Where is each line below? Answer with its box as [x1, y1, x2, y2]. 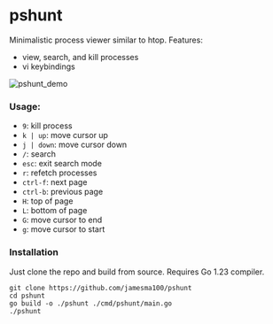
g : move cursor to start [21, 224, 105, 235]
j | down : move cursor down [21, 139, 128, 150]
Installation [9, 246, 59, 258]
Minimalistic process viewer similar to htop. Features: [9, 35, 204, 45]
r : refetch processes [21, 167, 97, 178]
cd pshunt [9, 291, 46, 300]
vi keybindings [21, 61, 75, 72]
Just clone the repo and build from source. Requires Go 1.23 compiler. [9, 266, 265, 277]
